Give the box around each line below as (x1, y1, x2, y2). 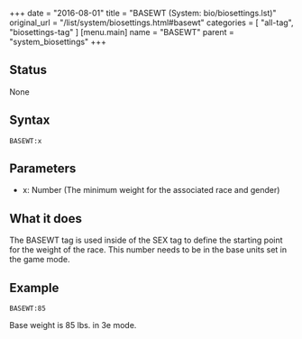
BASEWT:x (9, 136, 42, 145)
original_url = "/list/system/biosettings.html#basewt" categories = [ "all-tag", (9, 17, 294, 28)
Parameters (9, 161, 77, 177)
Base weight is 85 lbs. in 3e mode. (9, 320, 137, 331)
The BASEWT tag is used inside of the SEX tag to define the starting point (9, 234, 283, 246)
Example (9, 279, 59, 296)
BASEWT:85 (9, 304, 47, 314)
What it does (9, 211, 83, 226)
